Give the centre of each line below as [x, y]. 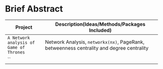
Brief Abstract [34, 9]
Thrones [16, 52]
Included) [100, 30]
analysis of [21, 42]
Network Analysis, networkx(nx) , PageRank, [95, 42]
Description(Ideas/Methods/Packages [100, 24]
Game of [16, 47]
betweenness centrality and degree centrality [97, 48]
